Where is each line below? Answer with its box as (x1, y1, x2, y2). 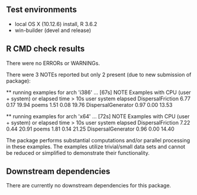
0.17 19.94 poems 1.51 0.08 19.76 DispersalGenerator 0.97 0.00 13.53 (6, 101, 173, 108)
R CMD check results (6, 44, 85, 54)
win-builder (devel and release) (14, 27, 92, 34)
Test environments (6, 5, 77, 15)
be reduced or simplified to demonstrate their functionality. (6, 149, 150, 156)
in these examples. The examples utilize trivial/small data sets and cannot (6, 143, 185, 150)
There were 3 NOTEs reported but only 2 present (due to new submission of (6, 71, 192, 78)
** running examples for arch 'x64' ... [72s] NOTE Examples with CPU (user (6, 112, 190, 120)
